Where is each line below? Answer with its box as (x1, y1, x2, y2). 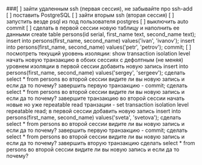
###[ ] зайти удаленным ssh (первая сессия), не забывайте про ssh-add (6, 5, 193, 12)
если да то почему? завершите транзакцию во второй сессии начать (6, 95, 185, 102)
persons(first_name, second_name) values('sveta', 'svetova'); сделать (6, 114, 181, 121)
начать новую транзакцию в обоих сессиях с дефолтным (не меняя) (6, 57, 184, 63)
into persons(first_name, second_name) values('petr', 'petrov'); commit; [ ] (6, 43, 192, 51)
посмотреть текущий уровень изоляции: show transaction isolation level (6, 50, 191, 57)
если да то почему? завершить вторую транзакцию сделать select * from (6, 140, 195, 146)
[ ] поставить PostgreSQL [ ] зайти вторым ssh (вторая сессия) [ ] (6, 11, 174, 19)
